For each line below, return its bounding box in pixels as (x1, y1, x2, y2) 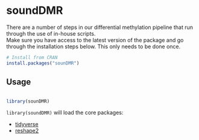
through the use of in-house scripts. (6, 30, 96, 37)
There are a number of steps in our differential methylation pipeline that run (6, 24, 193, 31)
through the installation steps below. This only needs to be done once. (6, 43, 181, 50)
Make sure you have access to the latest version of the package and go (6, 36, 184, 43)
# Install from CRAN (6, 54, 58, 60)
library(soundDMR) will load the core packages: (6, 109, 124, 116)
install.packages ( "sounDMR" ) (6, 60, 80, 66)
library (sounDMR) (6, 98, 50, 104)
